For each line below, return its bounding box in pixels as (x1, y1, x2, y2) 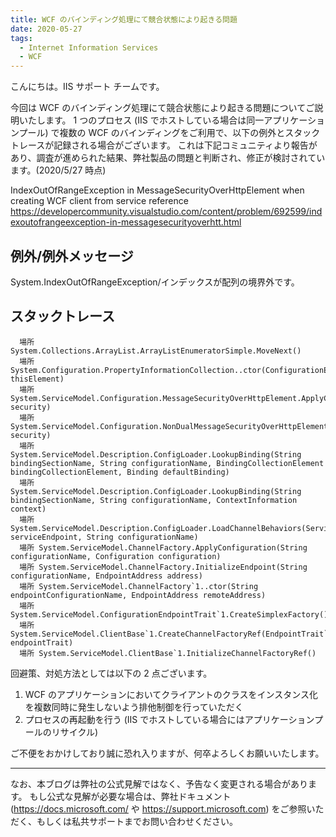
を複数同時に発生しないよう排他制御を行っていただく (24, 701, 244, 713)
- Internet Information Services (19, 42, 159, 53)
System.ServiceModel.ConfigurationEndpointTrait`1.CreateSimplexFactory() (10, 609, 329, 620)
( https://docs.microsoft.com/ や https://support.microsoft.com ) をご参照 (10, 802, 307, 815)
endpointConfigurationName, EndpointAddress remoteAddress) (10, 590, 267, 600)
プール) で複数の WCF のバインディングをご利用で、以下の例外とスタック (18, 127, 321, 139)
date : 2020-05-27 (10, 24, 83, 34)
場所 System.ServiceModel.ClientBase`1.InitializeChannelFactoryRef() (19, 648, 317, 658)
